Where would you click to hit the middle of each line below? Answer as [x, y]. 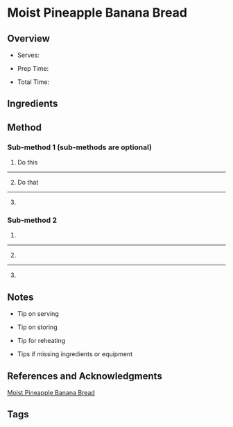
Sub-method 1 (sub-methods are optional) [80, 147]
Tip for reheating [41, 341]
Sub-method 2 [32, 220]
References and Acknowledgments [85, 376]
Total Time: [33, 82]
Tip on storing [37, 327]
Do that [28, 183]
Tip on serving [38, 314]
